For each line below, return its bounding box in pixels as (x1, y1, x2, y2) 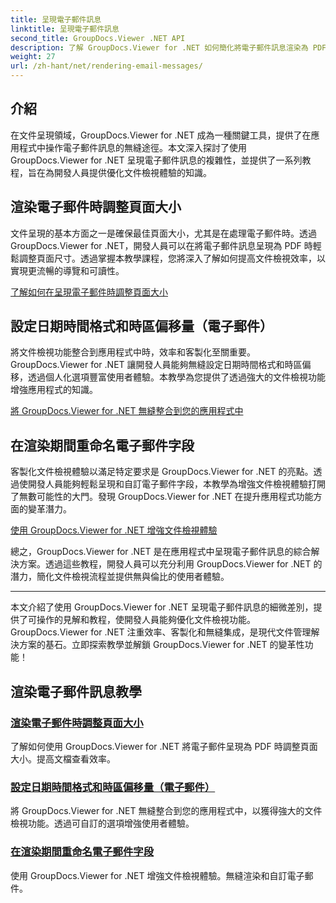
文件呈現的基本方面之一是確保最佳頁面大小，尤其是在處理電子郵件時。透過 (10, 227, 317, 239)
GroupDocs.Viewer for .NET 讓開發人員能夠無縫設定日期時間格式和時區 (10, 359, 303, 371)
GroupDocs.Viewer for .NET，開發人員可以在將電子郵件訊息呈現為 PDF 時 (10, 239, 313, 251)
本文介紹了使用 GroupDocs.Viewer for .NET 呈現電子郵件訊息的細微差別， (10, 601, 314, 613)
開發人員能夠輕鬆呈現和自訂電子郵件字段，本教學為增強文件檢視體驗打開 (27, 478, 326, 490)
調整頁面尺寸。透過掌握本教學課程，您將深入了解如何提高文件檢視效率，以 (18, 252, 326, 264)
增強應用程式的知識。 (10, 384, 98, 396)
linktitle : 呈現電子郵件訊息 (10, 24, 120, 34)
